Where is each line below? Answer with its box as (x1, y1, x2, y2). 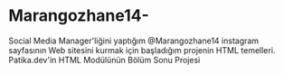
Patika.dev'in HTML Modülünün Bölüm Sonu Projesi (8, 54, 201, 65)
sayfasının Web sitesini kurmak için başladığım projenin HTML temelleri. (8, 44, 276, 55)
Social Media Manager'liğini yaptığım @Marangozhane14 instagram (8, 35, 260, 46)
